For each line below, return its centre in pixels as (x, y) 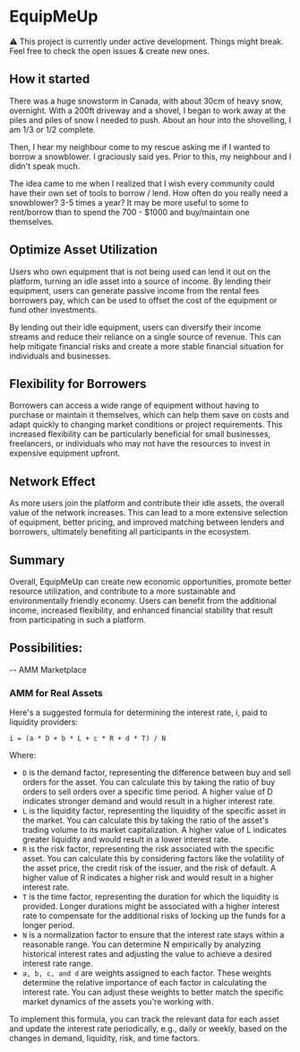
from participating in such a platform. (77, 620)
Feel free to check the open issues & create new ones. (110, 50)
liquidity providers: (44, 722)
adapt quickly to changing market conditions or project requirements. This (146, 425)
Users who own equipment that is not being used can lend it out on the (140, 271)
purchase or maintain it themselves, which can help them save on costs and (149, 415)
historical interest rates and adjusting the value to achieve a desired (147, 954)
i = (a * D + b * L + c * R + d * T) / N (88, 738)
